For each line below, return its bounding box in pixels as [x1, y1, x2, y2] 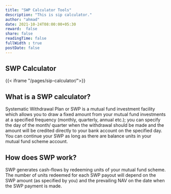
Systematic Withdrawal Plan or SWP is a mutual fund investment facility [5, 106, 155, 112]
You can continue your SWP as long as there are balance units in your [5, 133, 152, 139]
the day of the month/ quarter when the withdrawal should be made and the [5, 122, 164, 128]
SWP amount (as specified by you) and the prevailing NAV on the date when [5, 178, 165, 184]
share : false [5, 31, 33, 36]
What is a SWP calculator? [5, 92, 91, 101]
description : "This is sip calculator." [5, 12, 93, 17]
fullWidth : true [5, 41, 42, 46]
